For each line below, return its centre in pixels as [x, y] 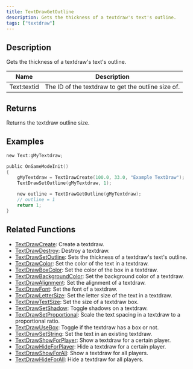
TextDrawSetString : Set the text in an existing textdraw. [84, 333]
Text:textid [24, 87]
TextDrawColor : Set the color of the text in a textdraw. [82, 263]
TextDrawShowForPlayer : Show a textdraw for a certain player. [93, 340]
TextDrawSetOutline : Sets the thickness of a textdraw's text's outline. [101, 257]
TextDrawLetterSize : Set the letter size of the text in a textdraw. [93, 295]
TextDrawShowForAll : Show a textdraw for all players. [82, 353]
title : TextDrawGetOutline [40, 12]
